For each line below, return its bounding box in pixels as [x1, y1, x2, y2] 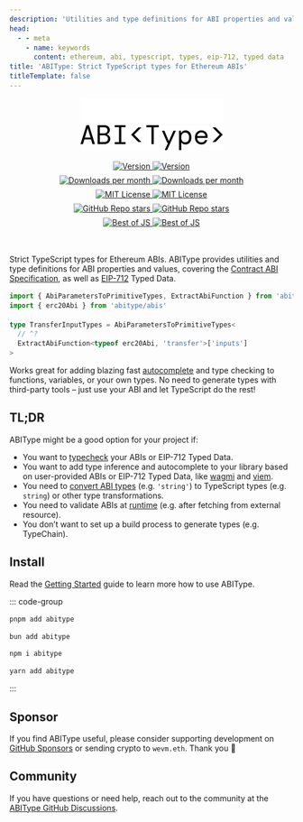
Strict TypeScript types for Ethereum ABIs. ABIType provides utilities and [9, 254, 280, 264]
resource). [22, 509, 61, 520]
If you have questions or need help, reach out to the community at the [9, 792, 269, 803]
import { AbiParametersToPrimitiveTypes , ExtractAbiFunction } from [9, 291, 272, 300]
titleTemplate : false [9, 72, 91, 81]
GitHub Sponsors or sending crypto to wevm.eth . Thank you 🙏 [9, 743, 236, 753]
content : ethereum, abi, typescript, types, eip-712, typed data [32, 52, 284, 62]
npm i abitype [9, 650, 63, 659]
